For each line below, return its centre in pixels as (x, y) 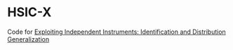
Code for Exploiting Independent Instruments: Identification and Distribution (116, 32)
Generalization (28, 39)
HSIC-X (29, 12)
